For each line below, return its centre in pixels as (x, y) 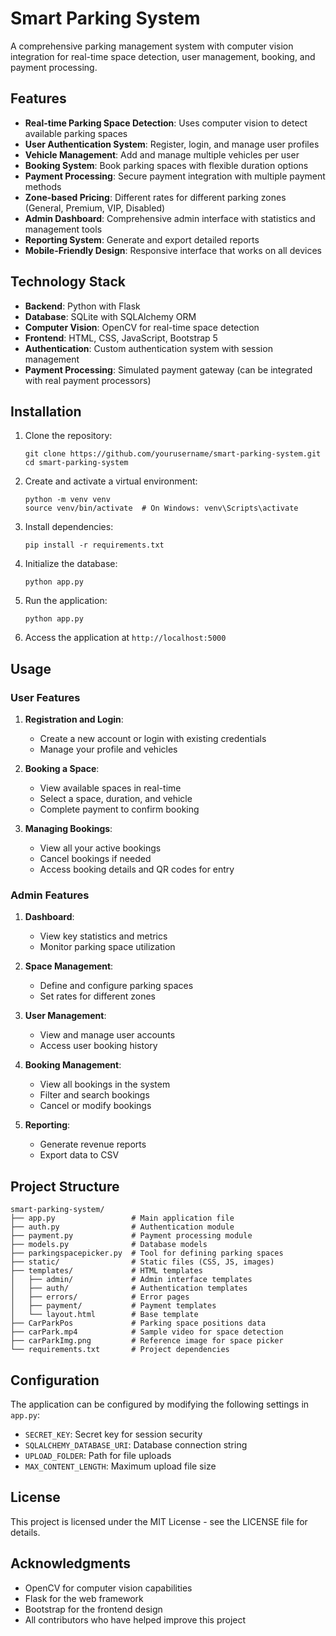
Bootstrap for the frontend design (93, 1609)
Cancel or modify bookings (95, 1106)
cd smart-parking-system (76, 463)
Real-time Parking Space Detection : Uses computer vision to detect (166, 123)
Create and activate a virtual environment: (111, 481)
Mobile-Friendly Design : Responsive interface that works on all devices (173, 250)
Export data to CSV (79, 1155)
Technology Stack (68, 282)
